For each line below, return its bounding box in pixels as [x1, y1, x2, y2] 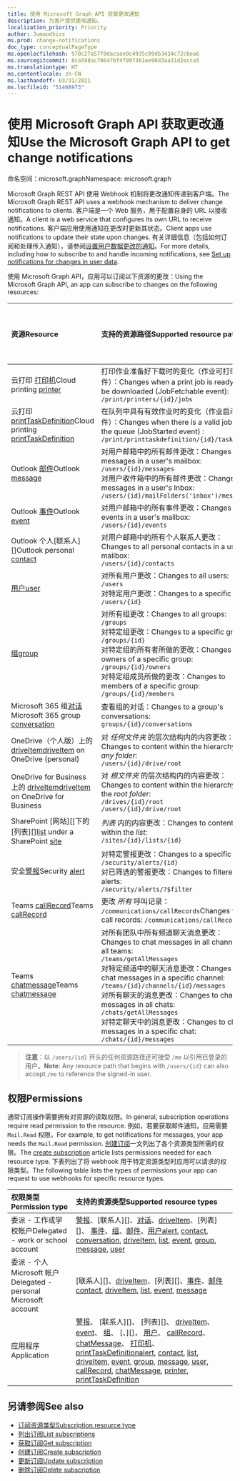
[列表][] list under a [11, 827, 74, 837]
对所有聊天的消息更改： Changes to [101, 990, 219, 1000]
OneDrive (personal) [11, 754, 80, 764]
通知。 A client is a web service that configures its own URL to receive [7, 215, 212, 224]
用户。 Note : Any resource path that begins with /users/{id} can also [24, 1062, 229, 1070]
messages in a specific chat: [101, 1026, 196, 1036]
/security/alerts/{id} [101, 858, 179, 867]
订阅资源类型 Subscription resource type [17, 1420, 136, 1429]
